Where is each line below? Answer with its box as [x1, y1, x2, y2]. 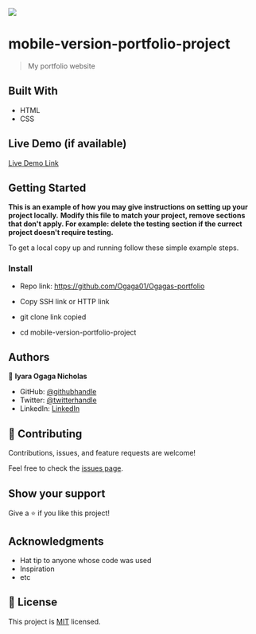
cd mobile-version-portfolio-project [19, 327, 137, 337]
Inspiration [19, 564, 55, 573]
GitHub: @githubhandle [19, 387, 97, 397]
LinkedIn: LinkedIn [19, 404, 80, 413]
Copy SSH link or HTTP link [19, 296, 110, 306]
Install [8, 263, 33, 274]
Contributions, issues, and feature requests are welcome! [8, 448, 196, 458]
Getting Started [8, 181, 87, 194]
